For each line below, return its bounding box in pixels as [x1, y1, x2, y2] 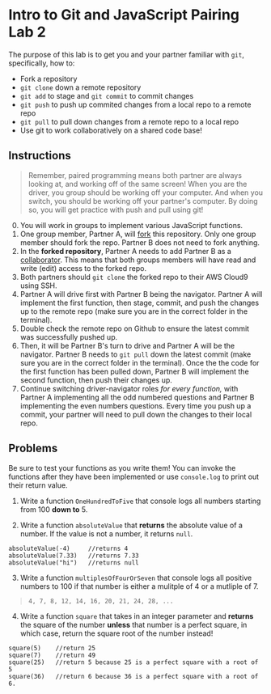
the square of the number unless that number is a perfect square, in [19, 620, 248, 629]
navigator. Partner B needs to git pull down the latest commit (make [19, 349, 252, 359]
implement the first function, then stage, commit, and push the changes [19, 298, 260, 307]
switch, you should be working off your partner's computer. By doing [28, 196, 258, 205]
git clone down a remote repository [19, 83, 142, 92]
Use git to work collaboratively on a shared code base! [19, 125, 202, 135]
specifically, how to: [8, 58, 75, 68]
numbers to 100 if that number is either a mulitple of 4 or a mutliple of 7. [19, 581, 259, 591]
